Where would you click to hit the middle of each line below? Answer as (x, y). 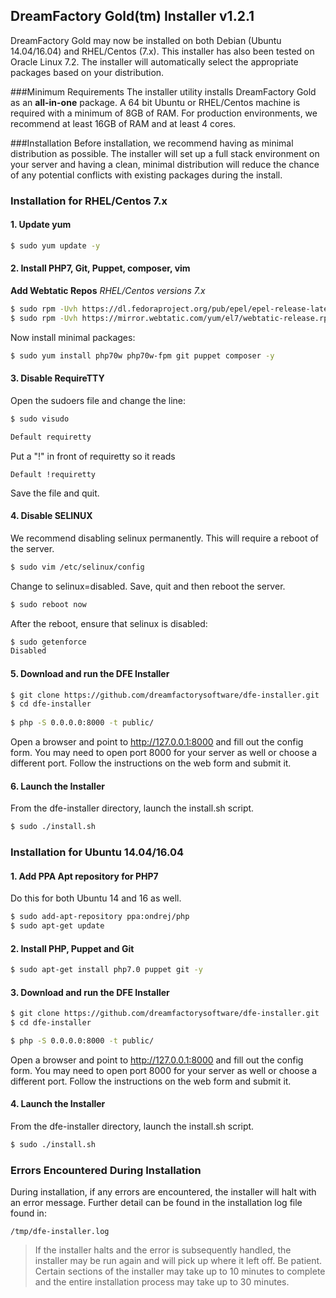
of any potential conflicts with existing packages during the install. (146, 175)
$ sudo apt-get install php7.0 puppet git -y (106, 970)
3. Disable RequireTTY (57, 378)
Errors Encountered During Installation (106, 1170)
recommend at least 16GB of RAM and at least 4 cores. (123, 123)
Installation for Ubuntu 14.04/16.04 (97, 852)
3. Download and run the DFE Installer (90, 992)
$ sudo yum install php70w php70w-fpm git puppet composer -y (142, 355)
